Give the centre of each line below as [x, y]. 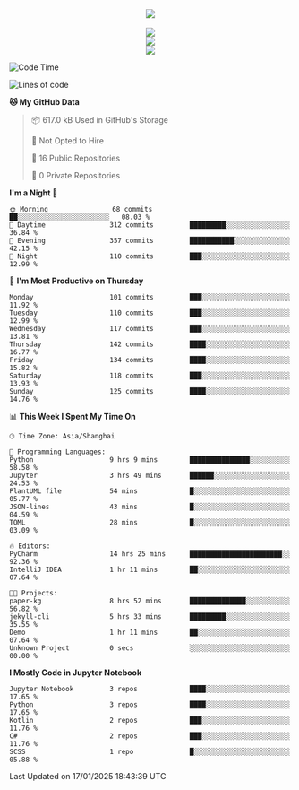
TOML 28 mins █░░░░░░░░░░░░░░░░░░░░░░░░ [150, 523]
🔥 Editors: [30, 546]
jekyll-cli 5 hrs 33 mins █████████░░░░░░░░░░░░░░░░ [150, 617]
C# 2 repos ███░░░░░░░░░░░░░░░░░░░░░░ [150, 736]
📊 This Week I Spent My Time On [73, 417]
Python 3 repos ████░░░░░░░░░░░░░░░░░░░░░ [150, 705]
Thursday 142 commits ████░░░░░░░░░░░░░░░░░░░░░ [150, 344]
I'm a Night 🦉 [34, 193]
